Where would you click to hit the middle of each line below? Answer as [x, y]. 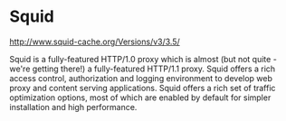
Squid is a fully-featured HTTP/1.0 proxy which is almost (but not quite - [143, 59]
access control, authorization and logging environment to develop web [141, 78]
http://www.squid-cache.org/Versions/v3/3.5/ [95, 42]
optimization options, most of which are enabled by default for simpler [140, 98]
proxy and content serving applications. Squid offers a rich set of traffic [143, 88]
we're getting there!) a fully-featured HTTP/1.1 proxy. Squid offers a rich [143, 69]
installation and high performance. [73, 107]
